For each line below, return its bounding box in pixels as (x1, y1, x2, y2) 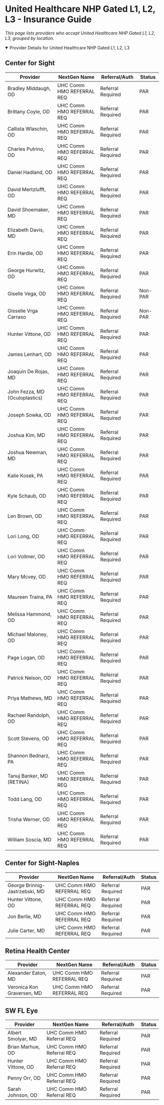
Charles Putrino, (7, 146, 45, 152)
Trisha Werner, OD (7, 816, 50, 823)
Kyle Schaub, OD (7, 492, 46, 499)
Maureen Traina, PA (7, 593, 53, 600)
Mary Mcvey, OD (7, 573, 46, 580)
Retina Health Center (5, 947, 70, 955)
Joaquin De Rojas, (7, 368, 49, 375)
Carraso (7, 313, 26, 320)
